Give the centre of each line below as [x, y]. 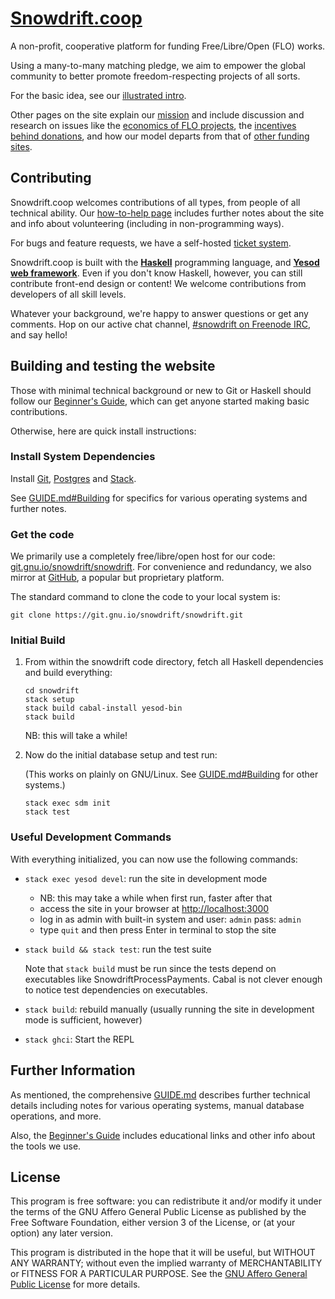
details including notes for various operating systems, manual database [157, 1105]
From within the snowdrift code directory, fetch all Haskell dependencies [174, 662]
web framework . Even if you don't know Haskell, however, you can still [156, 273]
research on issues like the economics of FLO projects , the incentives [153, 125]
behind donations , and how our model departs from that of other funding [160, 136]
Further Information [73, 1070]
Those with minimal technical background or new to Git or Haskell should [161, 390]
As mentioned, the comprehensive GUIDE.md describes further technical [160, 1094]
